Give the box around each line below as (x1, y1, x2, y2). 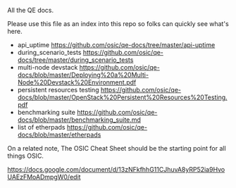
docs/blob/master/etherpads (17, 130, 101, 139)
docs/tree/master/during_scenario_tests (17, 56, 134, 64)
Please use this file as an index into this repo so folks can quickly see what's (7, 20, 229, 27)
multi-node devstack (17, 63, 78, 71)
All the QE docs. (7, 6, 54, 14)
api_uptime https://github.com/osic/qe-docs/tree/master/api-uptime (17, 41, 216, 49)
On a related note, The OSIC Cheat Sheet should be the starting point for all (7, 144, 227, 152)
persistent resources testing (17, 86, 99, 94)
